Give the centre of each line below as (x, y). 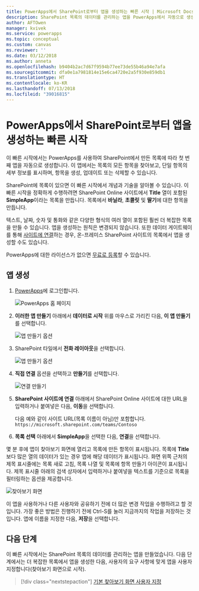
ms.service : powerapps (34, 34)
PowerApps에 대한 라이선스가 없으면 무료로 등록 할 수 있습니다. (78, 255)
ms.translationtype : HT (36, 78)
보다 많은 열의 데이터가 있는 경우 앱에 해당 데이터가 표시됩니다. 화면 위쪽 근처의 (97, 456)
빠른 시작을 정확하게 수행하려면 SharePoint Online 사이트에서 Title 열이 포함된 (97, 192)
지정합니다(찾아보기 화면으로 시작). (46, 569)
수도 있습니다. (33, 242)
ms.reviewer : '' (26, 50)
